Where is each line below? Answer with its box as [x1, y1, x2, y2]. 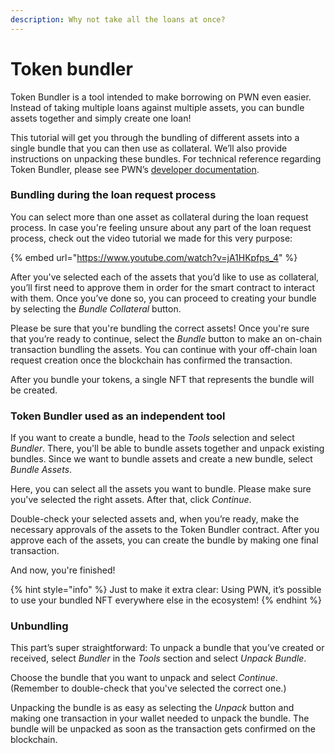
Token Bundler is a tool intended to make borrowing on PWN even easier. [10, 91, 312, 103]
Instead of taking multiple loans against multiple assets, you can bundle [10, 101, 305, 113]
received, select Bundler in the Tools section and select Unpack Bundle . [10, 652, 307, 665]
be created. [10, 384, 58, 396]
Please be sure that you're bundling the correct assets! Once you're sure [10, 322, 310, 334]
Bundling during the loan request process [10, 188, 217, 202]
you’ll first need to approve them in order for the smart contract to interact [10, 281, 316, 293]
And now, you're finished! [10, 564, 116, 576]
